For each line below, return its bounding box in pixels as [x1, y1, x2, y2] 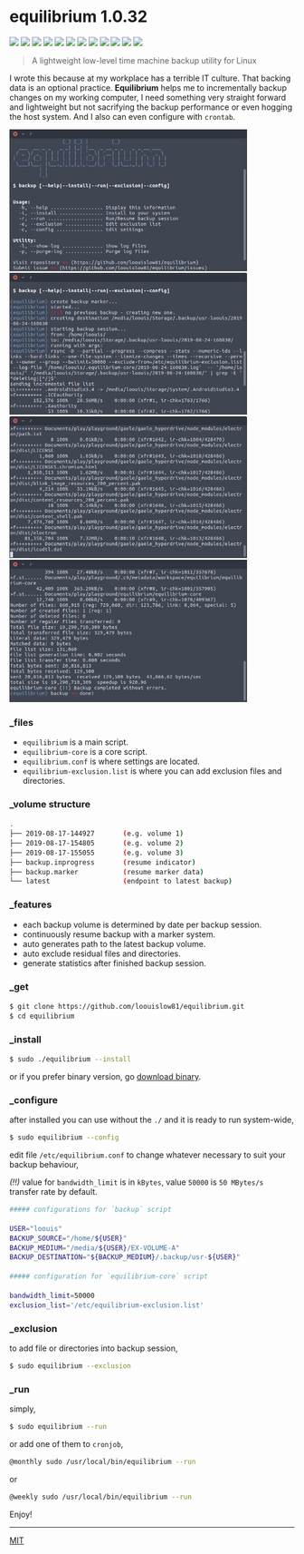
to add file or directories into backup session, [9, 1343, 178, 1354]
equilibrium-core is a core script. [22, 746, 147, 757]
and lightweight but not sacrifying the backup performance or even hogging [9, 102, 292, 112]
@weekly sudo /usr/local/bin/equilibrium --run [9, 1492, 193, 1501]
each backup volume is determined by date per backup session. [22, 919, 262, 930]
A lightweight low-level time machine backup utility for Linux [31, 54, 257, 65]
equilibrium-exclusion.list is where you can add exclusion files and [22, 765, 282, 777]
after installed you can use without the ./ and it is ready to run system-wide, [9, 1114, 294, 1126]
